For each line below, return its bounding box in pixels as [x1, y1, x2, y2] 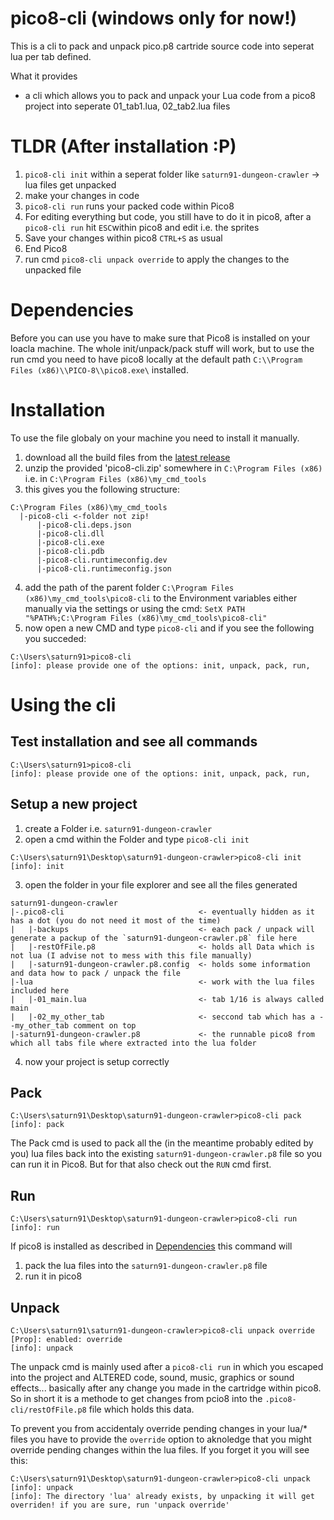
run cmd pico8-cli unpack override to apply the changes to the [24, 253, 290, 265]
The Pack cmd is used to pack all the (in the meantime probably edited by [10, 1137, 314, 1149]
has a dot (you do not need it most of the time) [10, 915, 222, 926]
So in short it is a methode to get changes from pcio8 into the [10, 1393, 263, 1404]
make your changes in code [24, 189, 140, 201]
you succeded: [24, 632, 87, 644]
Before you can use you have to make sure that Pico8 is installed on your [10, 332, 311, 344]
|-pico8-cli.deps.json [36, 520, 132, 530]
